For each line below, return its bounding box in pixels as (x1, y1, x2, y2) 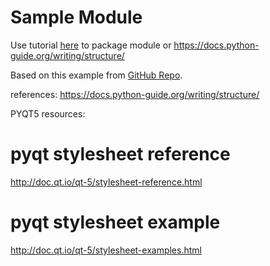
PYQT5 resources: (10, 107, 86, 120)
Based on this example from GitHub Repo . (10, 69, 183, 81)
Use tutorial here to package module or (10, 39, 172, 51)
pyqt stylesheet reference (10, 143, 231, 166)
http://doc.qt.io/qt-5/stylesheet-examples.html (10, 244, 202, 256)
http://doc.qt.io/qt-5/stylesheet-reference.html (10, 176, 203, 188)
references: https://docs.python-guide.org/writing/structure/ (10, 88, 260, 100)
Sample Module (10, 6, 143, 29)
